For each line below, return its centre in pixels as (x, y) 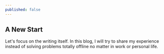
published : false (23, 10)
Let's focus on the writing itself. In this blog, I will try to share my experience (82, 41)
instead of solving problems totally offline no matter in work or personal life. (82, 47)
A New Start (24, 30)
